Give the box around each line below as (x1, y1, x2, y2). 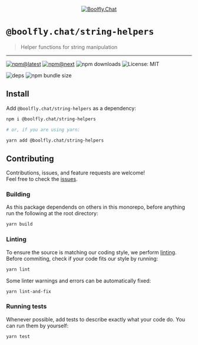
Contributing (6, 153, 54, 163)
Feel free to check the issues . (6, 176, 78, 183)
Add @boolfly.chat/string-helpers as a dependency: (6, 104, 137, 111)
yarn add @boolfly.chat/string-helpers (6, 137, 104, 143)
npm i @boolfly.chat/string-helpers (6, 116, 96, 122)
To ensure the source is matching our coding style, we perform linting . (6, 248, 177, 256)
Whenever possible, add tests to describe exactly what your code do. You (6, 316, 186, 323)
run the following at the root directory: (6, 210, 98, 217)
